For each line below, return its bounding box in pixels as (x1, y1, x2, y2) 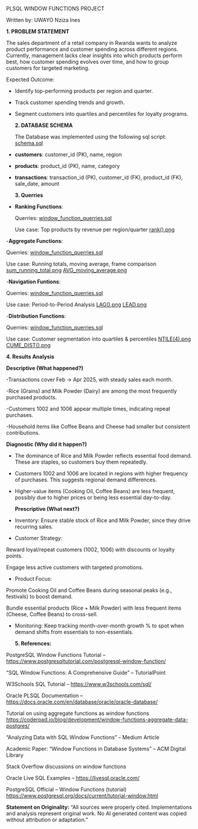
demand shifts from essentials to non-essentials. (14, 629, 134, 635)
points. (6, 552, 23, 559)
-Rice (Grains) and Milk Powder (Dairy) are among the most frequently (6, 387, 177, 394)
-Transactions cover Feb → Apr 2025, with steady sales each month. (6, 376, 173, 383)
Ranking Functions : (14, 203, 64, 210)
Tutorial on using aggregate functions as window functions (6, 710, 150, 717)
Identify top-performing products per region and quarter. (14, 88, 153, 94)
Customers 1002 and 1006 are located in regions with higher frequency (14, 470, 188, 477)
